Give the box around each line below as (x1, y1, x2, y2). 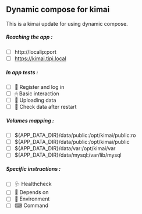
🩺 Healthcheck (14, 181, 52, 188)
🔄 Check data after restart (14, 103, 77, 111)
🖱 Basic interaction (14, 90, 59, 97)
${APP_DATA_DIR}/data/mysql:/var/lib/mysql (14, 151, 122, 158)
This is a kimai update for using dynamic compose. (6, 20, 128, 27)
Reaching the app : (6, 33, 53, 40)
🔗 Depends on (14, 189, 49, 196)
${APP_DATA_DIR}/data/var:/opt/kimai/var (14, 145, 116, 152)
